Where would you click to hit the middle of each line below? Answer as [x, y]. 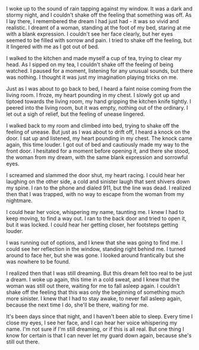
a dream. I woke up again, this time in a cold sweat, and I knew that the [93, 279]
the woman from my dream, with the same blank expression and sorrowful [97, 157]
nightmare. [19, 200]
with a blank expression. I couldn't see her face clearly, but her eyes [90, 34]
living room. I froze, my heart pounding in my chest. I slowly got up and [93, 95]
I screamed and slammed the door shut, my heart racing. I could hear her [96, 175]
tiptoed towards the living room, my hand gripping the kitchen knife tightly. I [99, 101]
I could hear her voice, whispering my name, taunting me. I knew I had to [95, 212]
